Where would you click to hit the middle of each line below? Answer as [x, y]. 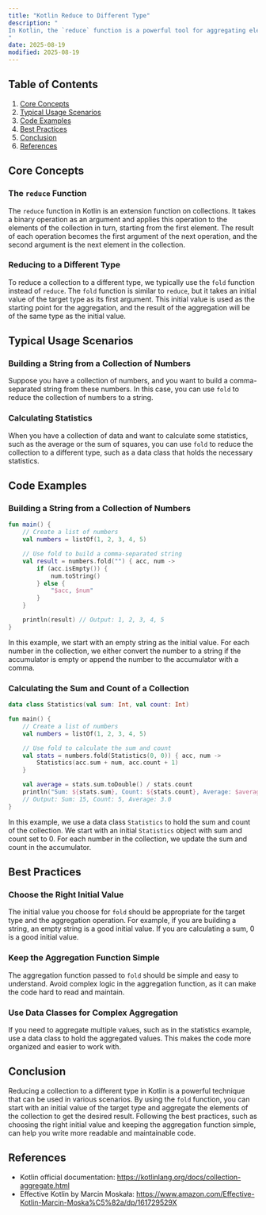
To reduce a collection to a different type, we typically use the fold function [131, 282]
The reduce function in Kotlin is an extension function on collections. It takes [132, 210]
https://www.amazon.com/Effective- [195, 1194]
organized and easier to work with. [65, 1046]
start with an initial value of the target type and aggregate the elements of [128, 1107]
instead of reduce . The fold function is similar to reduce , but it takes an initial [133, 290]
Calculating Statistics [50, 418]
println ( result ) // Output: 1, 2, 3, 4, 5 [93, 620]
